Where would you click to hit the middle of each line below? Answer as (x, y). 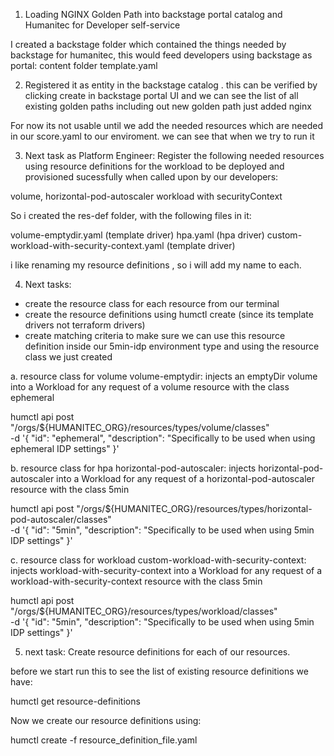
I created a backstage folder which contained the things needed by (148, 44)
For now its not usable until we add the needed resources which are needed (166, 125)
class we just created (68, 357)
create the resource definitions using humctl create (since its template (169, 314)
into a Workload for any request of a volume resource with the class (150, 387)
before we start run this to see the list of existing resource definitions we (159, 671)
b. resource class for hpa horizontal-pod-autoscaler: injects (133, 468)
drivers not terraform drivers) (85, 325)
